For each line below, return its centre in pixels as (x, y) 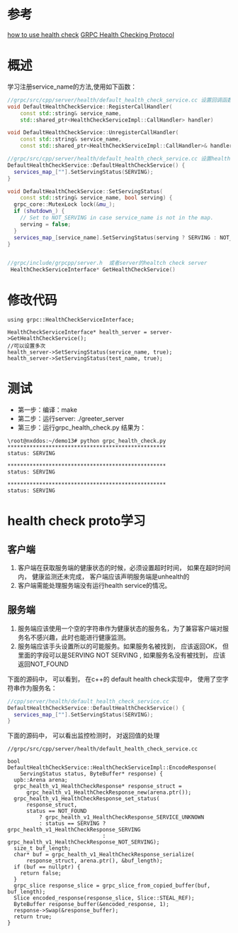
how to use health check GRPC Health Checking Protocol (91, 34)
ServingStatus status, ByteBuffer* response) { (91, 774)
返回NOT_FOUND (43, 664)
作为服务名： (38, 688)
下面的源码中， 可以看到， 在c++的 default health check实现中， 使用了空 (115, 679)
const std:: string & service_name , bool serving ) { (96, 198)
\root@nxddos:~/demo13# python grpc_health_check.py (87, 441)
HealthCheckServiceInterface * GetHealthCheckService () (93, 270)
